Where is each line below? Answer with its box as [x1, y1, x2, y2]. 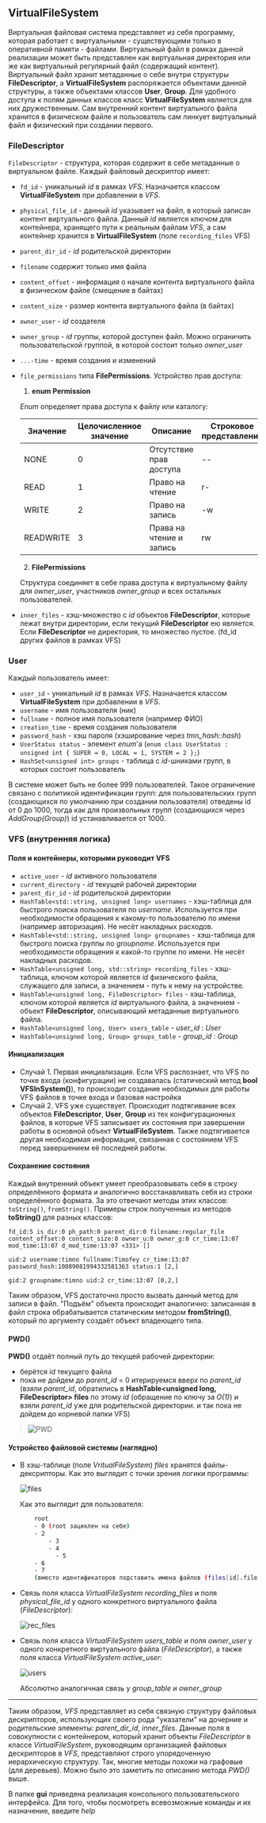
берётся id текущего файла [19, 1367, 112, 1377]
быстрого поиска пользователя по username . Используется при [19, 904, 237, 914]
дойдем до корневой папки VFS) [19, 1409, 131, 1419]
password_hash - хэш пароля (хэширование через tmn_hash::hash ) [19, 730, 241, 741]
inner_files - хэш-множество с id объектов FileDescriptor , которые [19, 611, 251, 620]
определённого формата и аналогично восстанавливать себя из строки [8, 1187, 253, 1197]
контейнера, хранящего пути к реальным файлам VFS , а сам [19, 222, 226, 233]
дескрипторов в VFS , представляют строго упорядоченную [8, 1748, 211, 1758]
